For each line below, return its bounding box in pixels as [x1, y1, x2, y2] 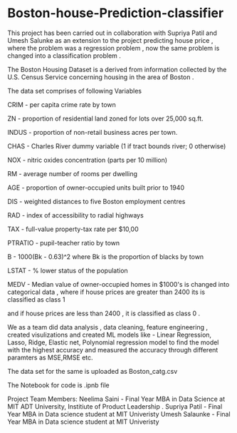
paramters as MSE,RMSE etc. [7, 353, 94, 362]
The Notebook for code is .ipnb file [7, 380, 110, 389]
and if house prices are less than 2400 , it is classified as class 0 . [7, 309, 201, 317]
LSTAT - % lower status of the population [7, 266, 128, 275]
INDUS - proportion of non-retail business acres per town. [7, 128, 178, 136]
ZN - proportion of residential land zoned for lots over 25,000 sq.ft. [7, 114, 204, 123]
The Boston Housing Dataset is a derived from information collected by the [7, 65, 227, 73]
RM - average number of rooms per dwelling [7, 169, 137, 178]
